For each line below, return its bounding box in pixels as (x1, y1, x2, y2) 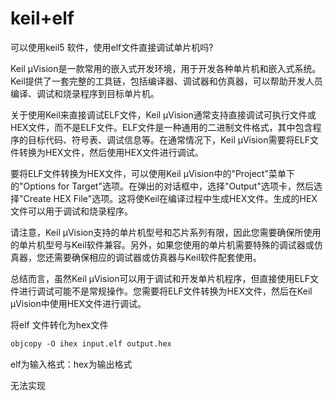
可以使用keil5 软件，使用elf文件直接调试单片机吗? (10, 41, 214, 53)
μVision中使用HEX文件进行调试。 (10, 297, 147, 309)
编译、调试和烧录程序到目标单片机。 (10, 87, 160, 99)
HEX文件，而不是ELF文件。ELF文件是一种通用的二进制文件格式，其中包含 (10, 121, 313, 133)
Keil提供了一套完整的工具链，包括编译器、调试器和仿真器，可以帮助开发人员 (10, 75, 323, 87)
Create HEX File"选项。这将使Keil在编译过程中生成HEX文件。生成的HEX (23, 192, 318, 204)
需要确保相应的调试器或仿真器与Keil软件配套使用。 (53, 251, 262, 263)
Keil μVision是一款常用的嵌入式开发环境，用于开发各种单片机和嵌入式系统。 (10, 62, 322, 74)
